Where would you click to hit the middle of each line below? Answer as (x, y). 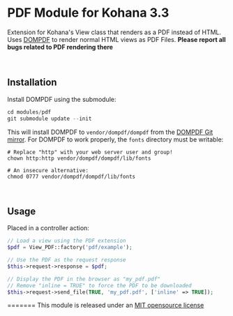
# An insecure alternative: (48, 170)
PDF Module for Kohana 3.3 (88, 13)
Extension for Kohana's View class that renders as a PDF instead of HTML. (114, 32)
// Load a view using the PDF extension (67, 241)
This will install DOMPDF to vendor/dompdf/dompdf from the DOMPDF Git (110, 132)
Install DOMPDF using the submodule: (62, 99)
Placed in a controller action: (48, 228)
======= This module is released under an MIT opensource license (106, 306)
